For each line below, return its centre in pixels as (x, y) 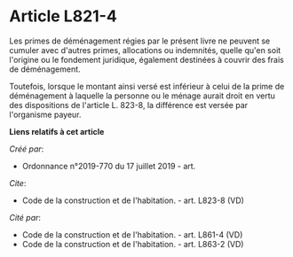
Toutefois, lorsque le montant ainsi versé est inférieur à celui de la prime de (147, 86)
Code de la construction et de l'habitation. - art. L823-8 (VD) (133, 200)
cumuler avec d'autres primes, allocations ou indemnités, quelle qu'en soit (145, 50)
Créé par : (27, 149)
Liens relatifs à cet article (57, 131)
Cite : (18, 183)
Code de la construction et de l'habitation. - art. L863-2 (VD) (133, 244)
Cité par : (25, 217)
